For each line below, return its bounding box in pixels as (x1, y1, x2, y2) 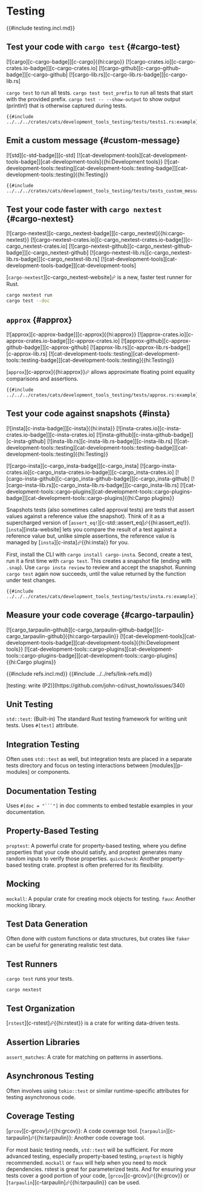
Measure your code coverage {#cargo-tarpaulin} (6, 610, 195, 621)
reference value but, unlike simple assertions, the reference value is (6, 532, 175, 539)
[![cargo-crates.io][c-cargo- (126, 58, 196, 65)
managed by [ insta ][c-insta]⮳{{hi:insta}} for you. (6, 538, 129, 546)
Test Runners (6, 959, 58, 969)
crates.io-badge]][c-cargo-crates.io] (6, 64, 98, 72)
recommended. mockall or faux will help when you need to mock (6, 1159, 167, 1166)
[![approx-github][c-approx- (121, 337, 192, 344)
